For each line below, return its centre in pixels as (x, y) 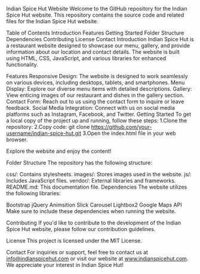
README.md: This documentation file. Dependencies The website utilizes (97, 187)
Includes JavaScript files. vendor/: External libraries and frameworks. (91, 181)
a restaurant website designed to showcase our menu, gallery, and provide (98, 45)
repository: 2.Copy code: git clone (48, 127)
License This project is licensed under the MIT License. (74, 241)
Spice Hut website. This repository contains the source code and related (95, 15)
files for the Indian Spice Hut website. (52, 21)
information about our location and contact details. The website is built (93, 52)
